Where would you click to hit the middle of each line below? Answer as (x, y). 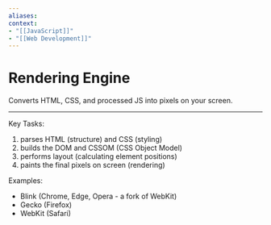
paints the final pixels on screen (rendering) (92, 165)
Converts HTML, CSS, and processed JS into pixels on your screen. (121, 101)
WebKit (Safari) (45, 214)
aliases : (23, 16)
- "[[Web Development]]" (50, 38)
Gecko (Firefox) (46, 205)
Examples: (25, 181)
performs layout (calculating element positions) (98, 156)
